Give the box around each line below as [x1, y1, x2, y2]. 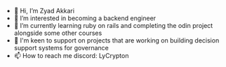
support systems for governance [13, 44, 109, 52]
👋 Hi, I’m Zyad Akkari [13, 7, 75, 15]
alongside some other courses [13, 29, 102, 37]
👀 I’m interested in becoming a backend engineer [13, 14, 157, 22]
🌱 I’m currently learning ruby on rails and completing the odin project [13, 22, 213, 29]
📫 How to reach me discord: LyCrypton [13, 52, 129, 59]
